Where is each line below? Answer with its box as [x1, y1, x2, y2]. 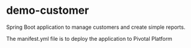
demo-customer [6, 4, 89, 17]
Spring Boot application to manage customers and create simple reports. [6, 23, 186, 31]
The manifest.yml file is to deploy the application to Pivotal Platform [6, 35, 172, 42]
